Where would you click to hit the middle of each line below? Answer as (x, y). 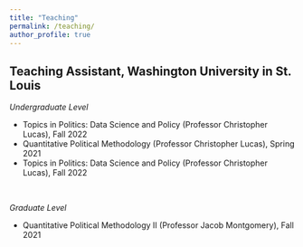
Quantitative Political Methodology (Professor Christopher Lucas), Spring (159, 144)
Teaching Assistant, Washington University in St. (151, 71)
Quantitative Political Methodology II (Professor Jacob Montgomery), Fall (158, 225)
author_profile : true (50, 34)
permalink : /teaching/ (52, 26)
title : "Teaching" (44, 18)
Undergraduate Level (49, 107)
